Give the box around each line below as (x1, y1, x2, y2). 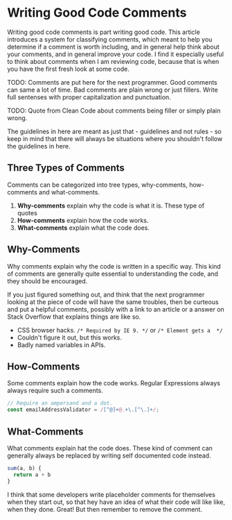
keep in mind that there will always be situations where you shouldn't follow (7, 134, 223, 143)
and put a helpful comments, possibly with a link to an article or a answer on (7, 305, 225, 313)
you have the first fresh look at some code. (7, 65, 130, 73)
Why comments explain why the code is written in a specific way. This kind (7, 262, 222, 270)
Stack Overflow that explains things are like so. (7, 312, 141, 321)
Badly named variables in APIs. (17, 340, 106, 349)
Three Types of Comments (7, 162, 125, 174)
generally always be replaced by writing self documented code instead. (7, 451, 211, 460)
